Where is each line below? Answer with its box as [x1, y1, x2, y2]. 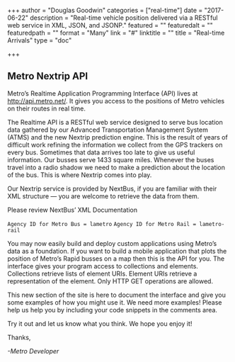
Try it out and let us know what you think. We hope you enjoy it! [7, 319, 193, 328]
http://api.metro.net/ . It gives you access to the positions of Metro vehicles [7, 96, 225, 105]
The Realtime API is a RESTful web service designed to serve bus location [7, 118, 223, 126]
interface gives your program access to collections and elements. [7, 261, 198, 270]
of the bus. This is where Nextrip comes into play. [7, 170, 152, 179]
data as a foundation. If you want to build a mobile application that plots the [7, 247, 227, 255]
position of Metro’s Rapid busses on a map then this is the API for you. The [7, 254, 225, 263]
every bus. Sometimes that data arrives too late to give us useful [7, 148, 195, 157]
